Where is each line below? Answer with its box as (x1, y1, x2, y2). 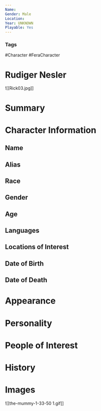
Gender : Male (5, 12, 31, 17)
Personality (5, 318, 52, 328)
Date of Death (5, 276, 47, 284)
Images (5, 384, 35, 395)
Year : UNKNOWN (5, 20, 34, 26)
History (5, 362, 36, 373)
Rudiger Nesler (5, 69, 67, 80)
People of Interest (5, 340, 78, 351)
